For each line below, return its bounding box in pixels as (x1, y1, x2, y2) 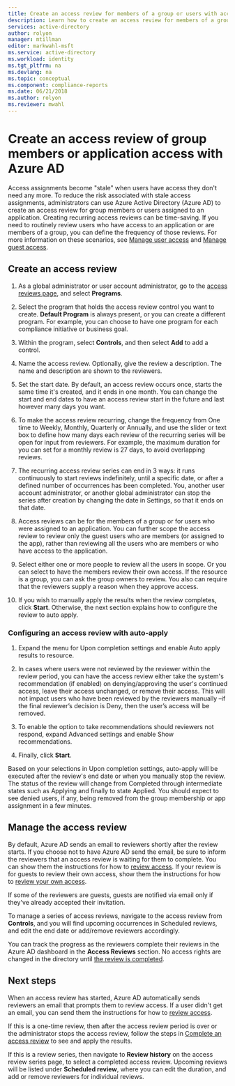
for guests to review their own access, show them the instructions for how (8, 869, 221, 878)
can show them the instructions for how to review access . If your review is (8, 862, 222, 871)
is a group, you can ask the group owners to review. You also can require (17, 574, 227, 583)
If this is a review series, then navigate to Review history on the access (8, 1050, 213, 1058)
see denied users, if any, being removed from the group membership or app (8, 794, 226, 802)
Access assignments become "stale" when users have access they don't (8, 183, 218, 192)
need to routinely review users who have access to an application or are (8, 220, 215, 229)
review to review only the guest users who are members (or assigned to (17, 531, 225, 540)
